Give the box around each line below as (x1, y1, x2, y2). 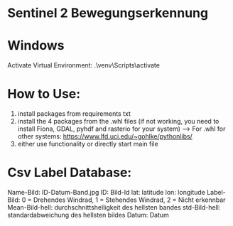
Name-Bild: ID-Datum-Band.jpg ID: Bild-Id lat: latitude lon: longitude (7, 188, 206, 196)
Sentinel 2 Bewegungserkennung (7, 5, 208, 21)
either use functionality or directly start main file (17, 140, 158, 149)
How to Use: (7, 86, 81, 102)
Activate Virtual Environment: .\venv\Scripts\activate (7, 61, 160, 70)
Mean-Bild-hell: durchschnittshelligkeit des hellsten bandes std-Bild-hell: (7, 203, 221, 211)
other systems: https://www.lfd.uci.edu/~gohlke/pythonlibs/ (17, 132, 193, 141)
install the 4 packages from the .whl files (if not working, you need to (17, 117, 220, 126)
